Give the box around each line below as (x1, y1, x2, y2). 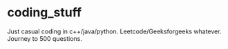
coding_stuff (7, 5, 82, 20)
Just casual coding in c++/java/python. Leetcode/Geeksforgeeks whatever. (7, 27, 222, 35)
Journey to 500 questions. (7, 34, 83, 42)
